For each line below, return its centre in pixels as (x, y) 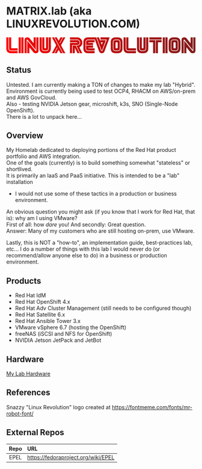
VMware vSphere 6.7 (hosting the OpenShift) (71, 327)
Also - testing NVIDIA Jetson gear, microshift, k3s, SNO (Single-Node (92, 104)
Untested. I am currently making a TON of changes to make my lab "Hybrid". (101, 84)
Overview (25, 136)
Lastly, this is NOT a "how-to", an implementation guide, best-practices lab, (99, 243)
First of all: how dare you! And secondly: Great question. (76, 225)
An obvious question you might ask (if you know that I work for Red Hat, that (101, 212)
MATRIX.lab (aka (49, 11)
